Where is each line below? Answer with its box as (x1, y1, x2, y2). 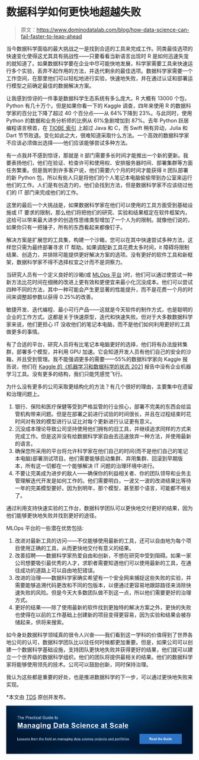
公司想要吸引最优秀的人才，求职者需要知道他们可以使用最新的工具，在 (14, 559, 187, 566)
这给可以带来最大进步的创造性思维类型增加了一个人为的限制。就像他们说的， (6, 216, 193, 223)
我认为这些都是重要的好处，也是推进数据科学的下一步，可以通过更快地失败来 (6, 673, 193, 681)
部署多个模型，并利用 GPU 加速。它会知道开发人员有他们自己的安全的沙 (16, 348, 191, 355)
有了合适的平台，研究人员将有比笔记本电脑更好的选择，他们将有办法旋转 (6, 340, 182, 347)
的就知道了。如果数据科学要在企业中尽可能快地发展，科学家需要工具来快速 (6, 60, 188, 67)
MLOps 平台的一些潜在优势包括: (6, 524, 84, 531)
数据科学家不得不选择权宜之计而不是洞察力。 (16, 258, 126, 266)
